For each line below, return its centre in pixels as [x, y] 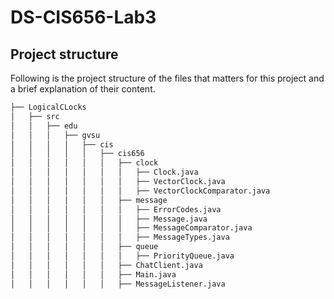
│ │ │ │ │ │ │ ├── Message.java [109, 219]
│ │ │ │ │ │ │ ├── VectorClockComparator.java [140, 191]
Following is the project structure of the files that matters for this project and [167, 78]
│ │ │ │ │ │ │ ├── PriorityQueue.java [122, 256]
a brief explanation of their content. [83, 89]
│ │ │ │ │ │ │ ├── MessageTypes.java [120, 237]
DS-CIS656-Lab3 [83, 17]
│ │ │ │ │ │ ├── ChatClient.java [106, 265]
